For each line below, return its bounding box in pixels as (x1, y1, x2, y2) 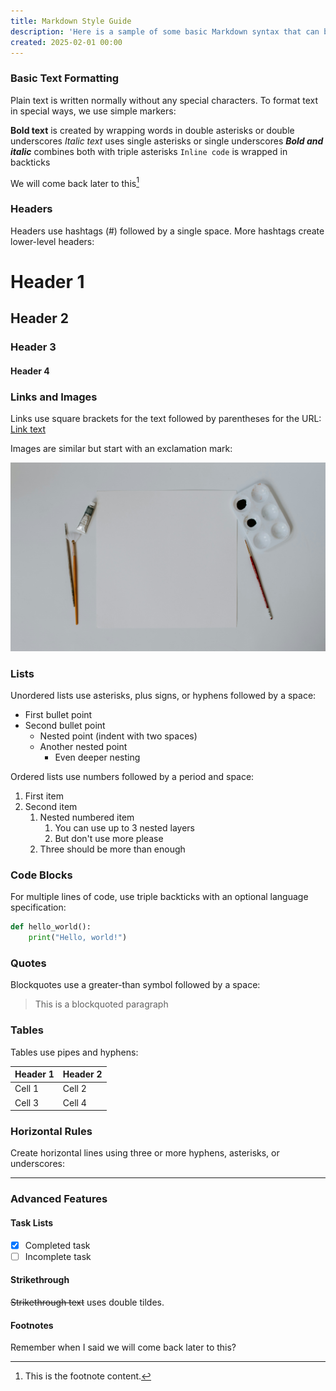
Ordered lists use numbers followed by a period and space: (10, 771, 255, 783)
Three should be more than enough (39, 843, 186, 855)
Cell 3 (14, 1096, 40, 1109)
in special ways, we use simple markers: (10, 105, 177, 117)
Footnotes (10, 1319, 54, 1331)
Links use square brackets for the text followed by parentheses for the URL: (10, 413, 322, 425)
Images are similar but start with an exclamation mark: (10, 443, 233, 455)
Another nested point (39, 741, 128, 753)
